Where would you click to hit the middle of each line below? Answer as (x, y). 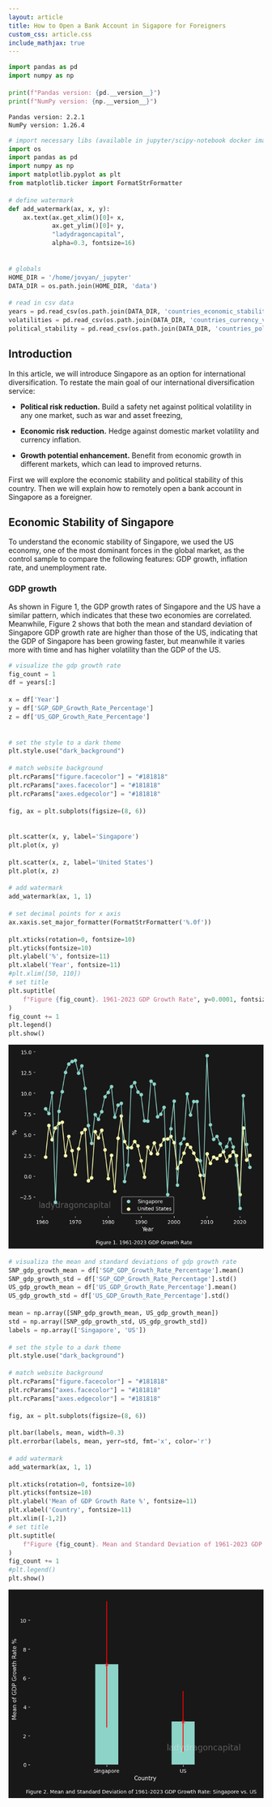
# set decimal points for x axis (65, 914)
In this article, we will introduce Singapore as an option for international (127, 373)
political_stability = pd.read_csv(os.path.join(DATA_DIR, (110, 329)
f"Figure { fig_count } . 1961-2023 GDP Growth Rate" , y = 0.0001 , (130, 999)
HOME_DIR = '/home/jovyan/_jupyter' (70, 277)
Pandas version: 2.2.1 (47, 117)
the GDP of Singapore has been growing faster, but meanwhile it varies (127, 640)
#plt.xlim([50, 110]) (45, 974)
